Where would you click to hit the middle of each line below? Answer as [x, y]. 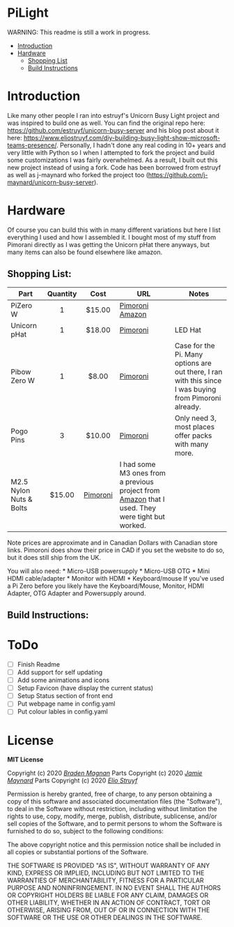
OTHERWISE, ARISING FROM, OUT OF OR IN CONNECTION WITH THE [109, 910]
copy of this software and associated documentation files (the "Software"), [115, 801]
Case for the [195, 346]
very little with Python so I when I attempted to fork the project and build [111, 152]
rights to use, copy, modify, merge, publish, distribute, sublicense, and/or [112, 816]
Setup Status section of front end [65, 696]
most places [194, 427]
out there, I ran [198, 371]
